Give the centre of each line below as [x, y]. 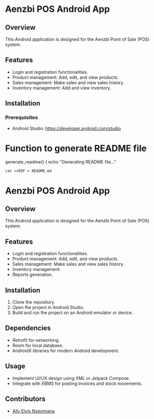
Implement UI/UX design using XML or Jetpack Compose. [71, 378]
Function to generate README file [76, 148]
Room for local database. [38, 345]
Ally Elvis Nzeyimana [34, 411]
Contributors [25, 399]
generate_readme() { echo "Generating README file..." [61, 162]
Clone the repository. [34, 302]
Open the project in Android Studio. [48, 308]
